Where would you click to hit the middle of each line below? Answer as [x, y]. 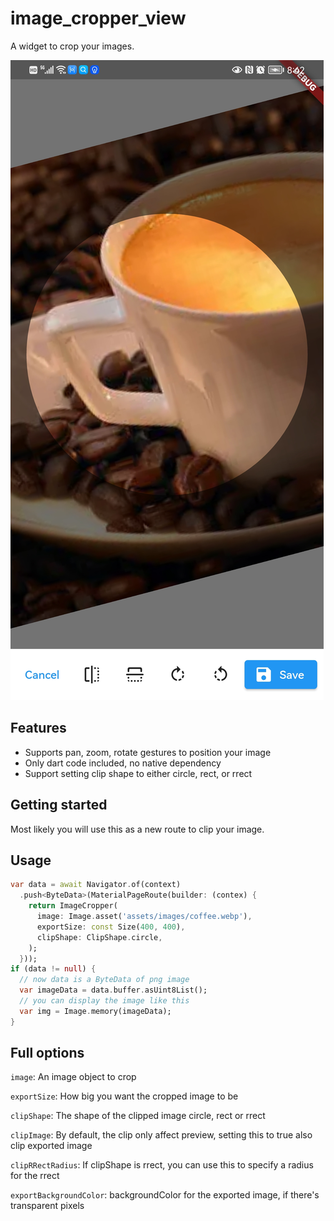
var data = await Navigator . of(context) [96, 885]
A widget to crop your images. [72, 46]
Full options [47, 1053]
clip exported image [51, 1146]
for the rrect [35, 1176]
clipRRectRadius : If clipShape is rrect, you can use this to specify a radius [162, 1165]
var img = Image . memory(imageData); [95, 1011]
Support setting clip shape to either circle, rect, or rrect [138, 773]
